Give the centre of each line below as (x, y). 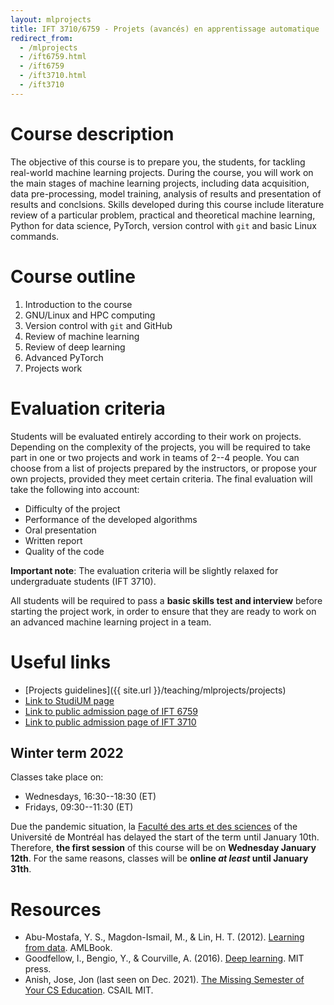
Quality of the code (64, 551)
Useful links (61, 662)
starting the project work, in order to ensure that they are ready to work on (163, 611)
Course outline (73, 276)
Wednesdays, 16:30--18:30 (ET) (90, 797)
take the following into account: (75, 489)
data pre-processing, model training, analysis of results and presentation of (166, 193)
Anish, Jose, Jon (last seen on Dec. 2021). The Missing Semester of (164, 980)
